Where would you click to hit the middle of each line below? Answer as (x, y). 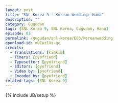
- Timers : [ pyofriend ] (34, 57)
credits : (15, 48)
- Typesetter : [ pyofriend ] (39, 62)
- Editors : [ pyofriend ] (35, 66)
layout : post (19, 10)
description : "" (22, 19)
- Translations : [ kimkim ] (38, 52)
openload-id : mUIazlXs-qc (33, 43)
